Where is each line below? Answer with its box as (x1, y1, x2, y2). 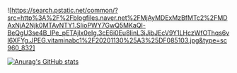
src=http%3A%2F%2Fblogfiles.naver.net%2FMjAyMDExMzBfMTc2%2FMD (7, 13, 228, 22)
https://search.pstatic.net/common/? (11, 6, 118, 14)
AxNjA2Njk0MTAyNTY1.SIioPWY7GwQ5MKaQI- (7, 21, 146, 29)
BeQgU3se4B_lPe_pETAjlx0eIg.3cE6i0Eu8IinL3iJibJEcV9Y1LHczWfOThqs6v (7, 28, 230, 37)
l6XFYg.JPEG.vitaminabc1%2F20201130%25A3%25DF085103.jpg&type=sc (7, 36, 228, 45)
